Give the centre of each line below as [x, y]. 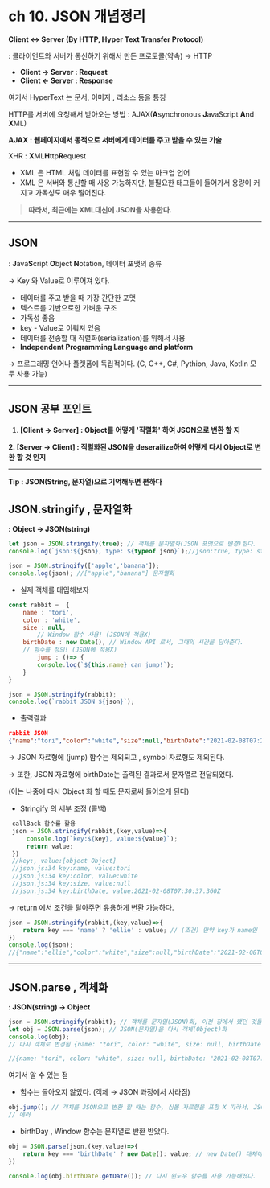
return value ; [50, 846]
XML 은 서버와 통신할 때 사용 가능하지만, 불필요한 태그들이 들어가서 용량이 [135, 183]
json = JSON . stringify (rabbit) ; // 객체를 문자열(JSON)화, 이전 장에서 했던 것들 [135, 1022]
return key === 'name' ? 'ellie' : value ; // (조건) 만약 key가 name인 [140, 930]
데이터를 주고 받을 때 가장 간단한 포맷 [78, 298]
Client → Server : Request [64, 72]
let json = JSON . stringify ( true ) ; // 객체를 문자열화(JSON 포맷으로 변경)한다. [133, 544]
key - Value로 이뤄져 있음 [60, 327]
